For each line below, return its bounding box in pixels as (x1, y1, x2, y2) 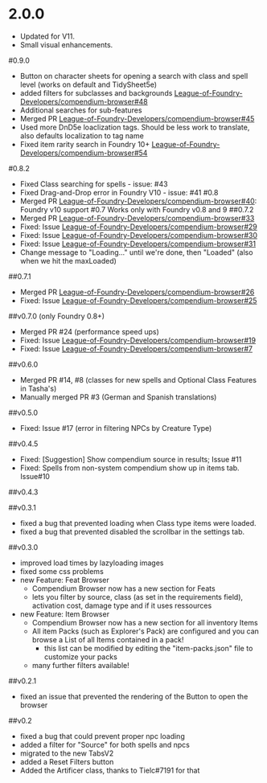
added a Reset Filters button (19, 756, 114, 766)
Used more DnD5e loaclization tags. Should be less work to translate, (19, 122, 250, 132)
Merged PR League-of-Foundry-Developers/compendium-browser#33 (19, 213, 255, 223)
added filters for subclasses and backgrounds (19, 88, 173, 97)
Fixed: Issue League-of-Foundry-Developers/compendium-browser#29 (19, 222, 257, 232)
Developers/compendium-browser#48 (19, 96, 148, 106)
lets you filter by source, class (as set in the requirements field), (31, 592, 244, 601)
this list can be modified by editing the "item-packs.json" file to (43, 643, 253, 653)
